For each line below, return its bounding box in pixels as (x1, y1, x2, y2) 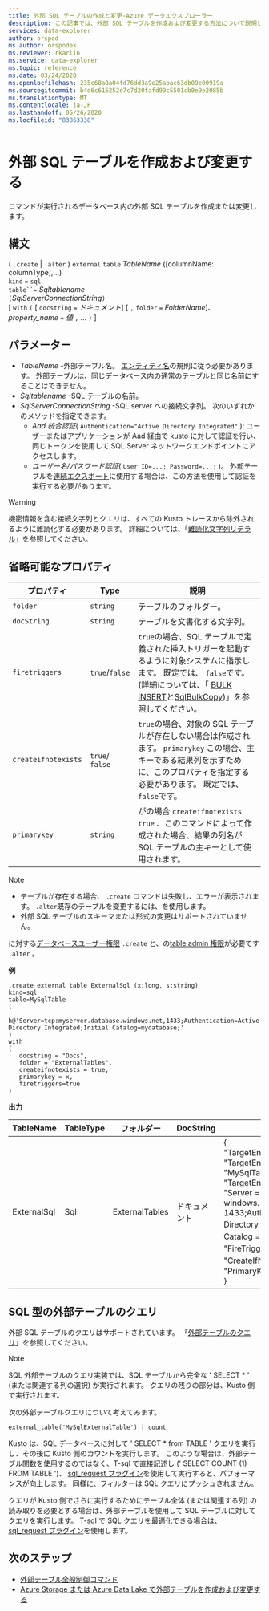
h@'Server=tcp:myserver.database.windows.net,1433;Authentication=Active (8, 1017, 260, 1025)
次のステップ (8, 1552, 72, 1565)
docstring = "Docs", (18, 1052, 88, 1060)
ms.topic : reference (8, 64, 78, 72)
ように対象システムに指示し (145, 655, 251, 667)
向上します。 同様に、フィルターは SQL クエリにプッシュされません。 (29, 1479, 259, 1488)
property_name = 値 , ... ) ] (8, 312, 98, 322)
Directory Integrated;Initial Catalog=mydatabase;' (8, 1024, 184, 1032)
